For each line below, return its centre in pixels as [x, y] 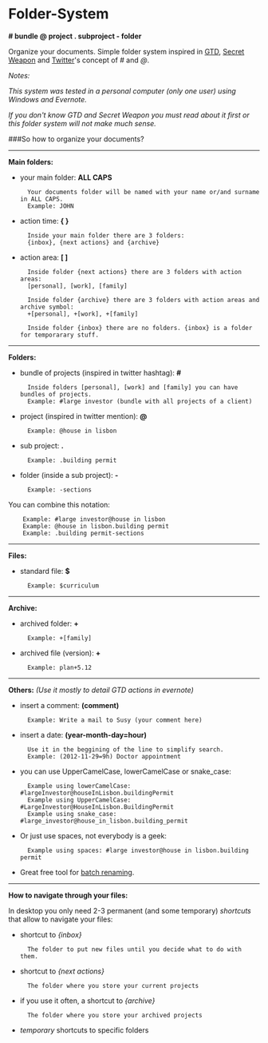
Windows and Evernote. [48, 99]
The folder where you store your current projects [113, 985]
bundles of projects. [55, 394]
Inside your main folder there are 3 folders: [106, 235]
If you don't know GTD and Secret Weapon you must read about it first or [129, 115]
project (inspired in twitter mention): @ [83, 416]
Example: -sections [59, 490]
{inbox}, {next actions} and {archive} [93, 242]
